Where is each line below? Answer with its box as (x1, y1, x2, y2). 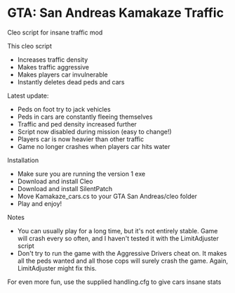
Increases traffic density (17, 55, 88, 64)
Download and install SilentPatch (17, 184, 113, 193)
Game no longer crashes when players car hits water (17, 142, 170, 150)
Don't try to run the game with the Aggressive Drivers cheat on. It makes (17, 249, 227, 257)
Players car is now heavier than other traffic (17, 135, 145, 143)
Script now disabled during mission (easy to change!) (17, 127, 172, 136)
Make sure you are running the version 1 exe (17, 169, 146, 178)
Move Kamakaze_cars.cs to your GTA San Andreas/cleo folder (17, 192, 198, 200)
